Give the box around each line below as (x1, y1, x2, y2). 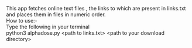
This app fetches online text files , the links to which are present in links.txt (6, 5, 186, 12)
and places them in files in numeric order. (6, 11, 107, 18)
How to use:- (6, 17, 38, 24)
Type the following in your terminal (6, 23, 90, 30)
